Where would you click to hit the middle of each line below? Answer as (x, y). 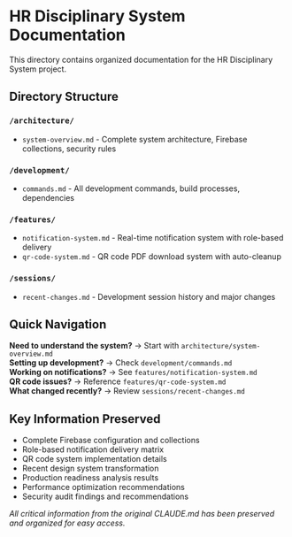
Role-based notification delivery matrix (93, 449)
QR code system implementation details (94, 459)
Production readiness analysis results (90, 478)
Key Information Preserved (85, 419)
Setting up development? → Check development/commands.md (121, 363)
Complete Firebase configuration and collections (111, 441)
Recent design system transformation (90, 468)
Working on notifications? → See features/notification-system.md (134, 372)
